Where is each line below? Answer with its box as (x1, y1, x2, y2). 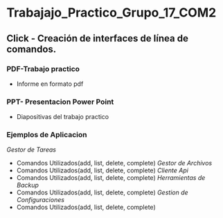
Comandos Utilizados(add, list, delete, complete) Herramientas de (16, 174, 206, 182)
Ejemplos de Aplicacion (6, 130, 87, 140)
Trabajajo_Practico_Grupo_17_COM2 (6, 5, 217, 21)
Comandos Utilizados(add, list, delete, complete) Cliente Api (16, 166, 188, 174)
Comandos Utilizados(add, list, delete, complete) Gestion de (16, 188, 188, 197)
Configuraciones (16, 196, 65, 204)
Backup (16, 181, 39, 190)
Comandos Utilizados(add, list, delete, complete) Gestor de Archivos (16, 159, 213, 167)
